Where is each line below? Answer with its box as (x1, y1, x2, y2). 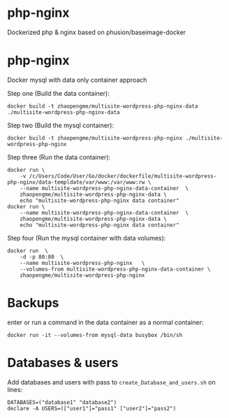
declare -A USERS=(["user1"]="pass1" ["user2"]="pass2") (7, 405, 177, 412)
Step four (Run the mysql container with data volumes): (7, 233, 166, 242)
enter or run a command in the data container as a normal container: (7, 318, 204, 326)
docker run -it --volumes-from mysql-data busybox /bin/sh (7, 331, 183, 338)
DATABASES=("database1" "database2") (7, 398, 117, 406)
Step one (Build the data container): (7, 89, 110, 97)
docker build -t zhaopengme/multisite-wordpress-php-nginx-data (7, 103, 198, 110)
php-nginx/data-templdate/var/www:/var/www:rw (7, 178, 145, 186)
